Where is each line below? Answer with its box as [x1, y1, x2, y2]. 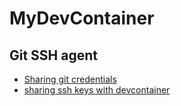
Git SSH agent [9, 47, 99, 64]
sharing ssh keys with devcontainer [23, 84, 171, 96]
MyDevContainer [9, 7, 155, 30]
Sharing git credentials [23, 73, 117, 85]
